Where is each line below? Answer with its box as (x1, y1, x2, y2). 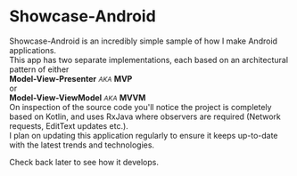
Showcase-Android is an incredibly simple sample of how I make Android (9, 36, 278, 46)
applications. (9, 44, 56, 55)
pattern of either (9, 64, 70, 75)
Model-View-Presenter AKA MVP (9, 73, 133, 84)
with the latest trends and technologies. (9, 140, 154, 150)
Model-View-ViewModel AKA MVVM (9, 92, 146, 103)
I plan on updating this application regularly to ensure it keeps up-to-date (9, 130, 278, 140)
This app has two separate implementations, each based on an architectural (9, 54, 288, 65)
